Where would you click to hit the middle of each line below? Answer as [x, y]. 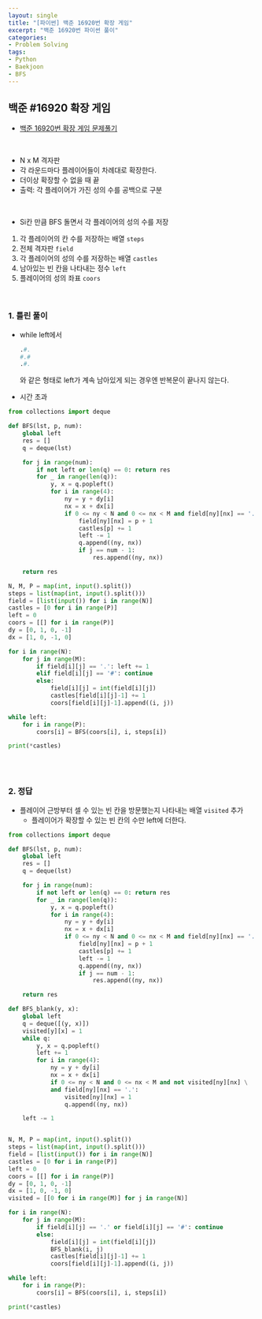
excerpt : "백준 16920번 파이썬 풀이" [63, 30]
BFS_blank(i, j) [77, 1249]
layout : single [33, 15]
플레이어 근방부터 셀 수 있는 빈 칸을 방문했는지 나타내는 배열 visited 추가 [131, 810]
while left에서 [41, 334]
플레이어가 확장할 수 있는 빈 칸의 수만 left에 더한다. [109, 820]
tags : [17, 52]
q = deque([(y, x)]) [56, 1023]
